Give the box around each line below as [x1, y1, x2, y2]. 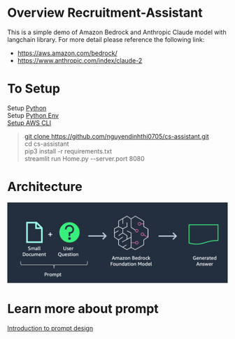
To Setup [7, 81, 61, 97]
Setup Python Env [7, 111, 59, 119]
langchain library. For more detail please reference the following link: [7, 35, 205, 43]
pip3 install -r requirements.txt [24, 146, 113, 155]
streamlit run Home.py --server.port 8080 [24, 154, 145, 163]
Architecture [7, 179, 83, 195]
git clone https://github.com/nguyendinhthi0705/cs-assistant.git [24, 132, 209, 140]
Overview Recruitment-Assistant [7, 5, 203, 21]
